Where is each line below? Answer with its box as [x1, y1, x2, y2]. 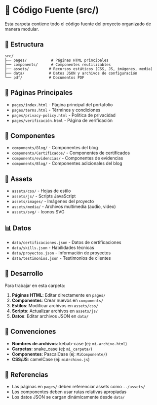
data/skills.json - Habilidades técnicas [11, 244, 94, 250]
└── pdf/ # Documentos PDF [4, 75, 84, 80]
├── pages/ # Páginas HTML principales [4, 58, 109, 63]
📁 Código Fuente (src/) [4, 4, 99, 16]
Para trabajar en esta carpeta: [4, 283, 65, 288]
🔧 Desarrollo [4, 269, 43, 278]
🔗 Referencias [4, 370, 48, 379]
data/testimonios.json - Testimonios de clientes [11, 255, 111, 261]
